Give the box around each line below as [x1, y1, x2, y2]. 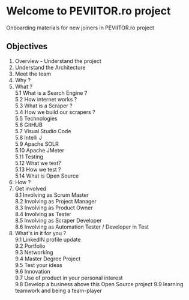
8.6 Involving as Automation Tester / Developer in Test [14, 223, 149, 230]
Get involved [14, 185, 47, 192]
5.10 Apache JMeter [14, 146, 65, 154]
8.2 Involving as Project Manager [14, 197, 97, 205]
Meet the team [14, 70, 52, 77]
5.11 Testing [14, 153, 44, 160]
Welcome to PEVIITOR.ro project [6, 4, 171, 18]
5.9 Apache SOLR [14, 140, 59, 148]
